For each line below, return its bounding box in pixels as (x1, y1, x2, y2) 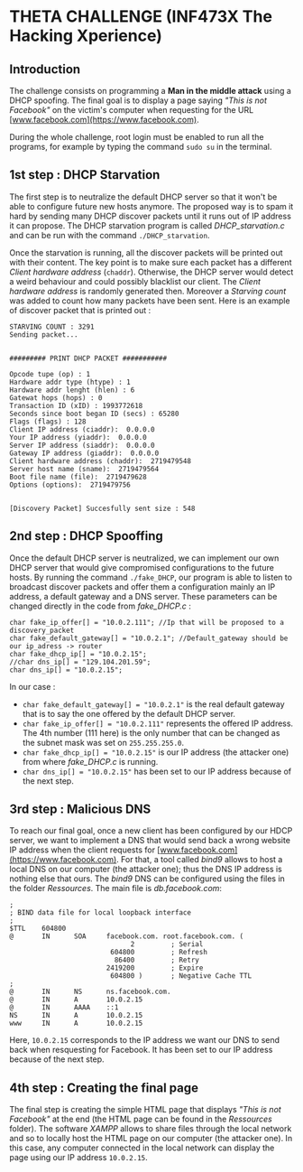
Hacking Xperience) (9, 25, 162, 46)
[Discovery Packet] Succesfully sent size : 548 (9, 504, 196, 513)
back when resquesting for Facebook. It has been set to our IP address (9, 1045, 273, 1056)
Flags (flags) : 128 (9, 417, 87, 426)
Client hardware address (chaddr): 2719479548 (9, 456, 192, 466)
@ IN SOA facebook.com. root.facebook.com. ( (9, 932, 244, 941)
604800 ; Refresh (109, 948, 207, 957)
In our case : (9, 681, 56, 692)
